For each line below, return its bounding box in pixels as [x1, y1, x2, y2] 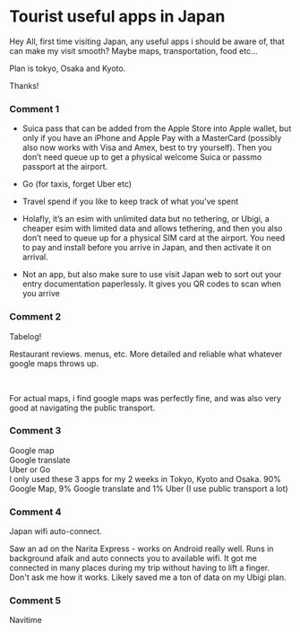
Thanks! [9, 80, 39, 91]
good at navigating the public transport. [9, 402, 156, 413]
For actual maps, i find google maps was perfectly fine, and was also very [9, 392, 282, 403]
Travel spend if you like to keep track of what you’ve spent [21, 196, 239, 207]
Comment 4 [9, 505, 62, 518]
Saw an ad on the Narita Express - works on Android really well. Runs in [9, 543, 274, 554]
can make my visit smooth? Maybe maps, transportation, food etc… [9, 45, 258, 56]
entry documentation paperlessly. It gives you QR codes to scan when [21, 278, 282, 289]
